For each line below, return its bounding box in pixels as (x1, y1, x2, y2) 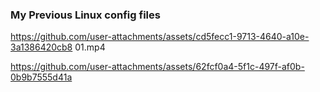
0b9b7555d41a (10, 71, 73, 83)
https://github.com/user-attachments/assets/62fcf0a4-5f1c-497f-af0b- (10, 61, 305, 73)
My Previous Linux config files (10, 8, 161, 22)
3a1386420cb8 (10, 41, 73, 53)
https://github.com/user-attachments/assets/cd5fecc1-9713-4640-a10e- (10, 31, 310, 43)
